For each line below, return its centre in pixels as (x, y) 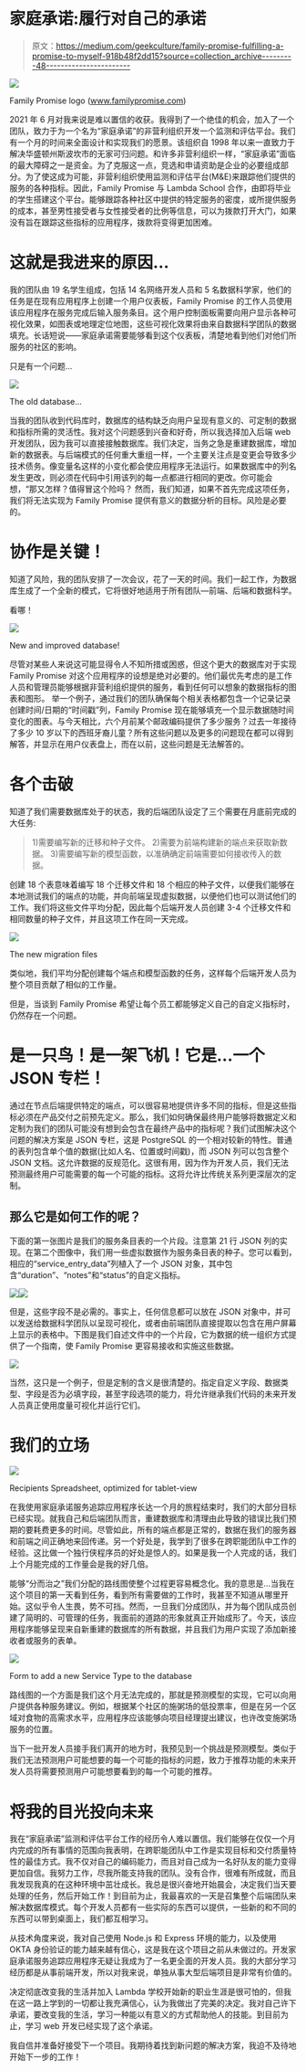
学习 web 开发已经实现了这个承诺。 (91, 2026)
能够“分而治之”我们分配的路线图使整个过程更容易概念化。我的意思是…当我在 (152, 1584)
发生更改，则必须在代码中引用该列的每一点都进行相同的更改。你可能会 (141, 477)
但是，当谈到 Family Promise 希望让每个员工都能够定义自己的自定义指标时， (152, 1004)
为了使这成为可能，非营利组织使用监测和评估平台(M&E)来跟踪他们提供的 (160, 176)
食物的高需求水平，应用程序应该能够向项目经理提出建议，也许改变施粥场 (161, 1717)
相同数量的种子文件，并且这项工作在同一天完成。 (101, 918)
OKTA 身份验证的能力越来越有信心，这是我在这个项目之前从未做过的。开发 (149, 1949)
